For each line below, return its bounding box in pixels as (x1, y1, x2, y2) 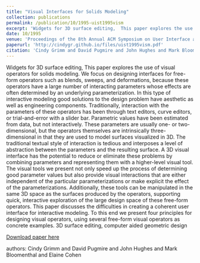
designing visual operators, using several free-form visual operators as (6, 215, 180, 223)
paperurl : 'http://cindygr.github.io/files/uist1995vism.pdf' (6, 42, 164, 48)
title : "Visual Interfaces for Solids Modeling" (6, 8, 129, 15)
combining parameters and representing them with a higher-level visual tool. (6, 158, 193, 165)
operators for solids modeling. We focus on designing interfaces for (6, 70, 173, 77)
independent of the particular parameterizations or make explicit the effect (6, 177, 189, 184)
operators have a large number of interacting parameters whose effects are (6, 83, 192, 90)
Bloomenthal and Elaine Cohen (6, 251, 82, 258)
